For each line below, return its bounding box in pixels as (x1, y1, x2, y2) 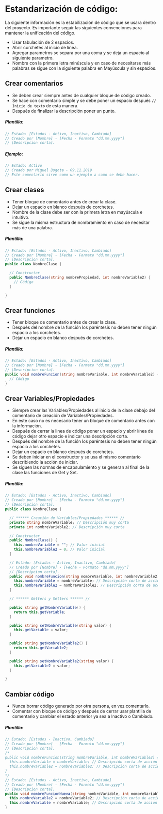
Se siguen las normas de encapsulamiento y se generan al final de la (12, 464, 149, 470)
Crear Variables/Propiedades (5, 395, 95, 403)
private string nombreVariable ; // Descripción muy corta (9, 520, 130, 525)
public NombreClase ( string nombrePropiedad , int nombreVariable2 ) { (9, 275, 151, 280)
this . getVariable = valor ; (14, 628, 68, 633)
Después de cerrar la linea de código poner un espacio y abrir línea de (12, 428, 153, 434)
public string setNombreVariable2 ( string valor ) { (9, 658, 114, 664)
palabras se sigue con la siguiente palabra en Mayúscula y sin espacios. (12, 65, 157, 71)
